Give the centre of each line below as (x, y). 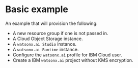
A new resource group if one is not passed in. (60, 33)
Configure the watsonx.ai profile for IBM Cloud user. (67, 55)
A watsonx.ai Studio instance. (45, 44)
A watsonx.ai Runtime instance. (46, 49)
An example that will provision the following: (51, 23)
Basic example (37, 9)
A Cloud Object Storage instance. (48, 39)
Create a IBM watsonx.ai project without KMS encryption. (73, 60)
